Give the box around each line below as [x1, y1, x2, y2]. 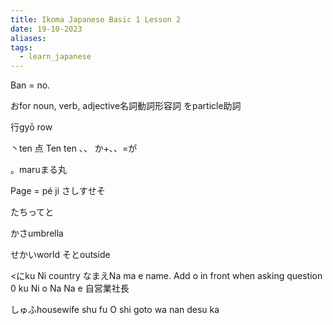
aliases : [10, 33, 47, 43]
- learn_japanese [19, 52, 92, 62]
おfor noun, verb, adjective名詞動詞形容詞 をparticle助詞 [10, 100, 242, 112]
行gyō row [10, 121, 53, 133]
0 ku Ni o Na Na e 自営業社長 [10, 282, 130, 295]
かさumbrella [10, 227, 64, 240]
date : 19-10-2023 [10, 24, 83, 34]
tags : [10, 42, 33, 53]
